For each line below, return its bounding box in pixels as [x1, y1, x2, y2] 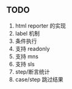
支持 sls [15, 60, 35, 68]
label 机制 [15, 29, 40, 37]
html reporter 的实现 [15, 21, 66, 29]
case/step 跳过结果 [15, 75, 63, 83]
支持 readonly [15, 45, 50, 52]
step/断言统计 [15, 68, 50, 75]
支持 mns [15, 52, 38, 60]
